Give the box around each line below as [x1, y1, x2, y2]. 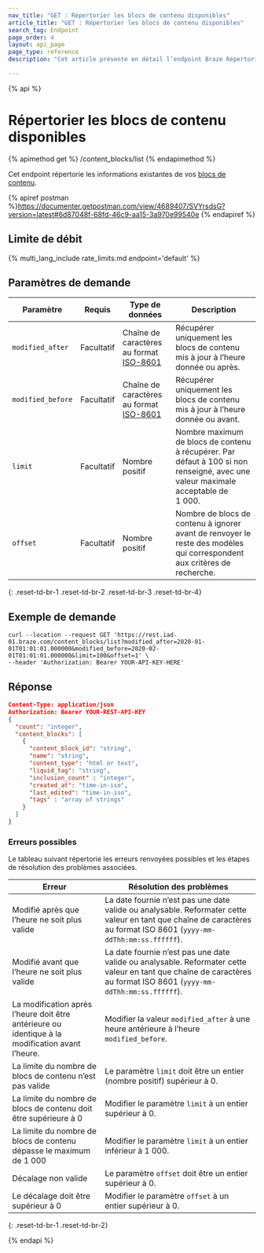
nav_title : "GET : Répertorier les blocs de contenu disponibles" [8, 11, 230, 20]
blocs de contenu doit [12, 1103, 93, 1114]
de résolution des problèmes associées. [8, 863, 137, 872]
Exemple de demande [8, 610, 116, 624]
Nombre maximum [175, 426, 244, 437]
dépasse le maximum [12, 1145, 91, 1156]
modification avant [12, 1038, 81, 1049]
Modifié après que [12, 905, 80, 916]
